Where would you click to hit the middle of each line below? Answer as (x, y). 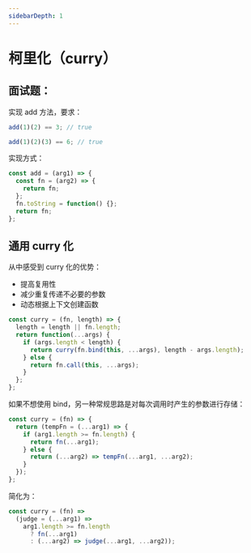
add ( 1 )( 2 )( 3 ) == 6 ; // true (56, 142)
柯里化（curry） (63, 58)
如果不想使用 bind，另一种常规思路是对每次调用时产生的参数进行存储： (127, 404)
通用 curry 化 (41, 246)
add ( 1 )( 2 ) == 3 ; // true (50, 127)
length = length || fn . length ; (68, 328)
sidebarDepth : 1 (36, 16)
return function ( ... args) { (63, 335)
